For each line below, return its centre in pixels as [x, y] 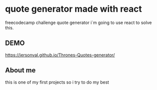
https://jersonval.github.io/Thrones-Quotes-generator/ [60, 55]
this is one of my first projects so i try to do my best [57, 82]
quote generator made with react [74, 9]
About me [20, 70]
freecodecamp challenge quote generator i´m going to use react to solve [78, 22]
